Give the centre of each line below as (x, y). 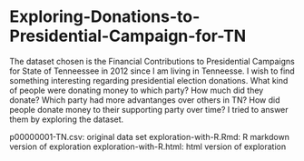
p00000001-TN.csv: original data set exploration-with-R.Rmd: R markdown (150, 136)
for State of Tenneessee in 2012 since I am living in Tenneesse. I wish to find (152, 71)
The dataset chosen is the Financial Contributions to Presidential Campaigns (152, 61)
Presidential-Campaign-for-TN (128, 36)
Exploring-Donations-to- (105, 17)
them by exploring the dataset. (67, 119)
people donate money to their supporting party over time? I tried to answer (149, 109)
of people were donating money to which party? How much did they (137, 90)
